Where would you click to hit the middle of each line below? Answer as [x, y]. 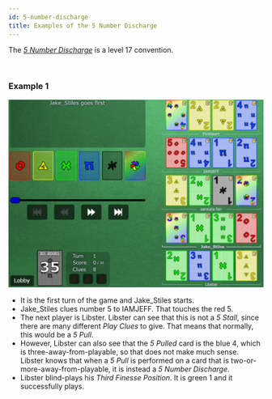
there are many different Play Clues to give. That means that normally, [137, 326]
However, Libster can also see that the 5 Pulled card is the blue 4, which [140, 343]
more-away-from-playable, [65, 369]
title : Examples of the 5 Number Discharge [83, 25]
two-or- [243, 360]
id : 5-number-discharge [49, 17]
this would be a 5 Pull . [57, 334]
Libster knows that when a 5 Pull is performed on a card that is [124, 360]
